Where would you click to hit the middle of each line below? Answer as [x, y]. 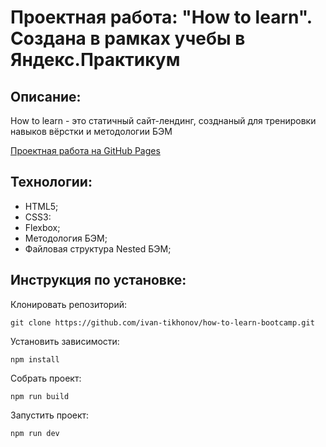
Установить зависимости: [65, 341]
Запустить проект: [50, 415]
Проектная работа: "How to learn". [161, 17]
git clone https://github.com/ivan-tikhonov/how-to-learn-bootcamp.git [162, 322]
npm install [35, 359]
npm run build [40, 396]
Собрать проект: [46, 378]
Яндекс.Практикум [95, 60]
